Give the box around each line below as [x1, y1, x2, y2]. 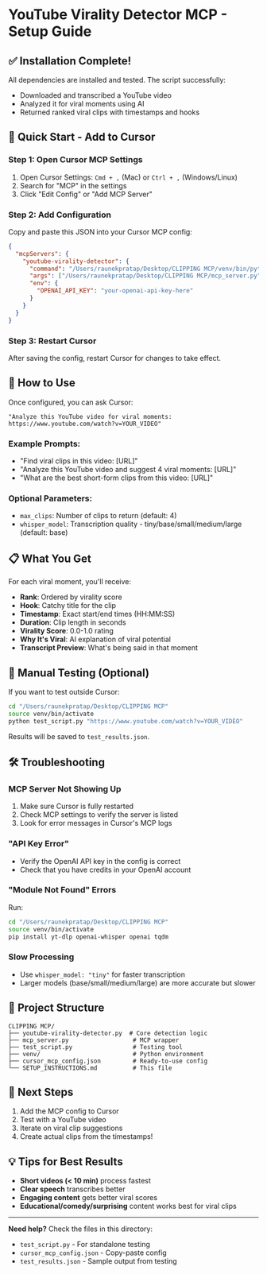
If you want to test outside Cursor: [8, 687, 120, 696]
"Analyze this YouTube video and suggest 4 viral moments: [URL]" [19, 465, 237, 474]
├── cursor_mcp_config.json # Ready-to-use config [8, 1057, 208, 1065]
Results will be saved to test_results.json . [8, 731, 150, 741]
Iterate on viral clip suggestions [19, 1123, 123, 1133]
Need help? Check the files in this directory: [8, 1224, 153, 1233]
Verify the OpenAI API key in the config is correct [19, 856, 181, 865]
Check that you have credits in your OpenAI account [19, 865, 192, 874]
